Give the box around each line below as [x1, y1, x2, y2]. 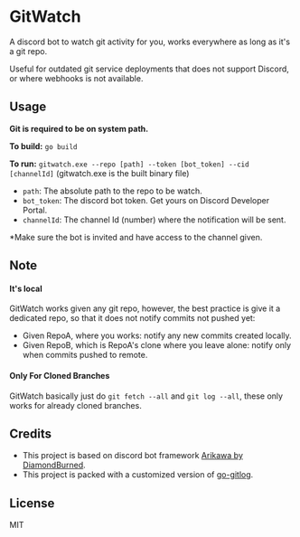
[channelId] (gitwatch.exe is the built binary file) [9, 167, 190, 178]
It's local [9, 283, 42, 294]
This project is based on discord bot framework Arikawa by [22, 450, 244, 461]
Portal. [22, 204, 48, 215]
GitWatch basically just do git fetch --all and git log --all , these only [9, 391, 283, 401]
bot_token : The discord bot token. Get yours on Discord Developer [22, 194, 269, 205]
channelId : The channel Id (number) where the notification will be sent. [22, 214, 286, 225]
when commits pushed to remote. [22, 350, 148, 361]
